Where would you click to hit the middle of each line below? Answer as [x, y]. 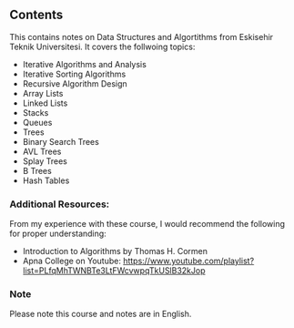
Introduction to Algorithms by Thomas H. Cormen [115, 251]
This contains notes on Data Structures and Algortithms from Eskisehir [142, 36]
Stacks [35, 112]
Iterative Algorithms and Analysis [85, 64]
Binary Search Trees [61, 141]
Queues [37, 122]
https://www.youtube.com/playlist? [188, 261]
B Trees [37, 170]
